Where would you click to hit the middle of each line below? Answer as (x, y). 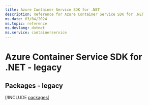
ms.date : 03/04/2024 (26, 19)
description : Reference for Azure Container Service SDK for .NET (74, 14)
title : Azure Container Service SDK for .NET (52, 10)
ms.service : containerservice (36, 33)
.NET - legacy (33, 68)
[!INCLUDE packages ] (27, 97)
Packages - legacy (34, 86)
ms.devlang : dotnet (25, 28)
